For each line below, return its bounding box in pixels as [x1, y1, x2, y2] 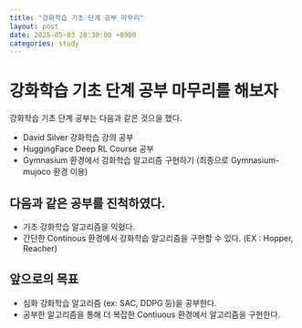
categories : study [9, 38, 79, 48]
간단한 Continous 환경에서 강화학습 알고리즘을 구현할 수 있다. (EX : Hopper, [22, 233, 294, 243]
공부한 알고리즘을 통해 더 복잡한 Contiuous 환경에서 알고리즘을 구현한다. [22, 309, 281, 320]
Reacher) [22, 243, 57, 253]
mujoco [22, 166, 52, 178]
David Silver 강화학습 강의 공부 [22, 132, 134, 143]
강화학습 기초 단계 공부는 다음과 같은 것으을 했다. [9, 113, 182, 124]
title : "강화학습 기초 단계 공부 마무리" [9, 13, 144, 23]
